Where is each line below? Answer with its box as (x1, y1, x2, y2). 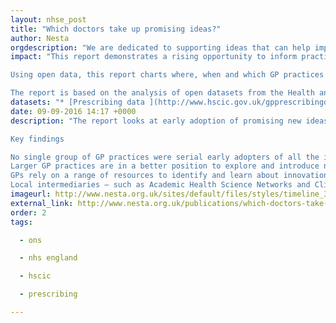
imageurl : (10, 189, 52, 199)
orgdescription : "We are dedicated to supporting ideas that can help (10, 42, 311, 53)
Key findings (10, 134, 65, 144)
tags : (10, 217, 33, 227)
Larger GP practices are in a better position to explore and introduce (10, 161, 320, 171)
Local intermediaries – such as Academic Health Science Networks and (10, 180, 311, 190)
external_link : (10, 198, 74, 208)
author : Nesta (10, 33, 70, 43)
